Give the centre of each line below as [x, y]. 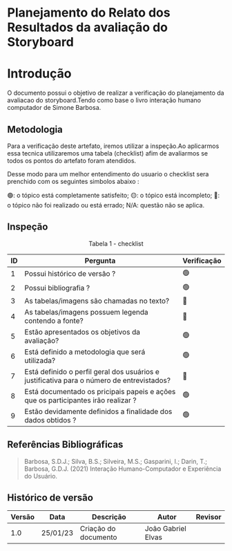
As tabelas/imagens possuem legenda [86, 312]
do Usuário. [40, 476]
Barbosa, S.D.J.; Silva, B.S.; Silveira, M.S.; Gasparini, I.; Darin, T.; [116, 461]
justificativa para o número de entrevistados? [98, 380]
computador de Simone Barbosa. [54, 108]
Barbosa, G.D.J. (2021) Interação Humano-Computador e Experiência [123, 469]
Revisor [209, 517]
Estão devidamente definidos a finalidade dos [98, 411]
